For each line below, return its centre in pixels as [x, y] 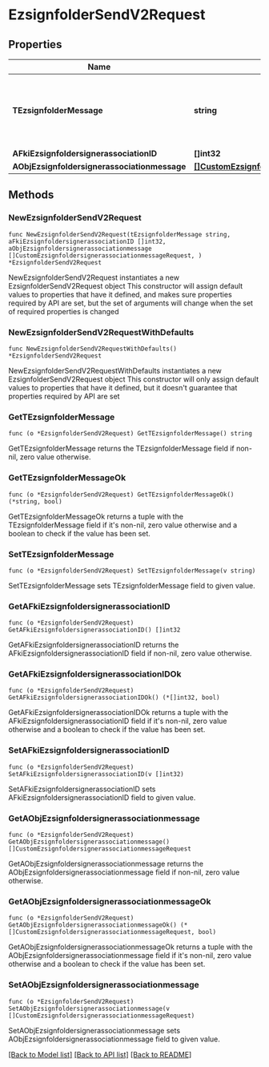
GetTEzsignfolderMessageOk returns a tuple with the [96, 516]
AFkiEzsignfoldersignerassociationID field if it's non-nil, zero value [118, 721]
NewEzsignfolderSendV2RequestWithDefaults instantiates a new [115, 370]
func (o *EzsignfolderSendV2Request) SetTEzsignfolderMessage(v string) [132, 571]
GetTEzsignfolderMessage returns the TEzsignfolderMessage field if [121, 449]
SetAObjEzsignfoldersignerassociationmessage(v [89, 1008]
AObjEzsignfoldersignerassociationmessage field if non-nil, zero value [124, 872]
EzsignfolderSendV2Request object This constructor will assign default [126, 285]
